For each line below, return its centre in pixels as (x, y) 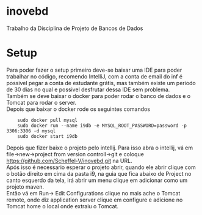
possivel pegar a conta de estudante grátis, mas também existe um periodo (101, 83)
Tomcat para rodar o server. (41, 102)
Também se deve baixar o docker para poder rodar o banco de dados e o (99, 96)
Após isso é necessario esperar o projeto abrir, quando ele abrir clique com (101, 167)
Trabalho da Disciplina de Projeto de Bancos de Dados (75, 28)
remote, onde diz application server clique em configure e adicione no (95, 200)
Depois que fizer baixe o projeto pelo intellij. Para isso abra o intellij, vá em (100, 148)
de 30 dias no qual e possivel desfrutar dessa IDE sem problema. (88, 89)
